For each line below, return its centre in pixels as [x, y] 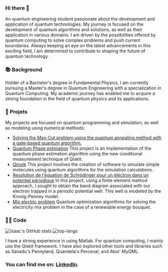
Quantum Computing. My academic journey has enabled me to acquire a [80, 93]
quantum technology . [28, 56]
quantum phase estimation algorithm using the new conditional [77, 153]
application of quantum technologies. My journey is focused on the [74, 24]
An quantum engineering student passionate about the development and [80, 19]
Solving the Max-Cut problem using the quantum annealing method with [87, 137]
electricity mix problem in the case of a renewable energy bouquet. [82, 207]
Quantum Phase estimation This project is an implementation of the [82, 148]
